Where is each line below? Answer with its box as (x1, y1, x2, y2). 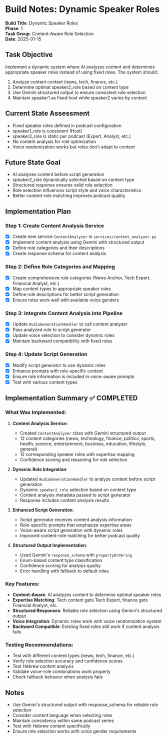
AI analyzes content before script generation (12, 171, 104, 177)
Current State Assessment (5, 109, 90, 118)
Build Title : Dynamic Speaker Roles (5, 20, 78, 26)
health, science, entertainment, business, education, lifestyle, (19, 440, 146, 446)
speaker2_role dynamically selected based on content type (12, 176, 134, 183)
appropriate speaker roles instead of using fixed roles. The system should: (5, 69, 158, 75)
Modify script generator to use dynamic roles (12, 362, 106, 368)
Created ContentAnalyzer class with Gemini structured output (19, 430, 146, 436)
